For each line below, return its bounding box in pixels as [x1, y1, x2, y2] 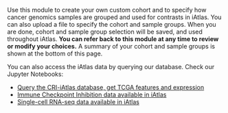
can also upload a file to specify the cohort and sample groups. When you [7, 21, 216, 28]
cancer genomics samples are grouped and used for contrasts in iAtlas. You [7, 13, 222, 21]
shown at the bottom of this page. [7, 49, 103, 58]
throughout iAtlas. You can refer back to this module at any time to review [7, 35, 219, 43]
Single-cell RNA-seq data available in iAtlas [16, 98, 139, 105]
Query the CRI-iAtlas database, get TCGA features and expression [16, 84, 205, 91]
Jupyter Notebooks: [7, 70, 64, 78]
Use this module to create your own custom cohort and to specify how [7, 6, 207, 14]
